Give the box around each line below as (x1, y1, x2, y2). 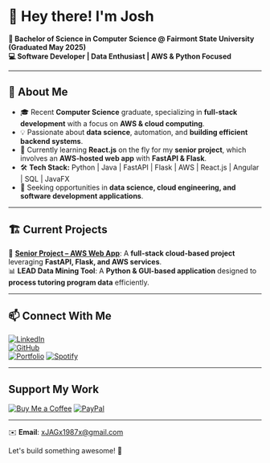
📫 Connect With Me (8, 309, 112, 322)
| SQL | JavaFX (19, 174, 70, 183)
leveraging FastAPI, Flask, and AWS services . (8, 256, 162, 266)
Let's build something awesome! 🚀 (8, 446, 123, 456)
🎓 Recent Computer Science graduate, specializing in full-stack (19, 107, 238, 117)
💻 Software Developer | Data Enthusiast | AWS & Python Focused (8, 51, 231, 61)
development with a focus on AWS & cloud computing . (19, 118, 205, 128)
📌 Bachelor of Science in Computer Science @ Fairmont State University (8, 34, 255, 43)
